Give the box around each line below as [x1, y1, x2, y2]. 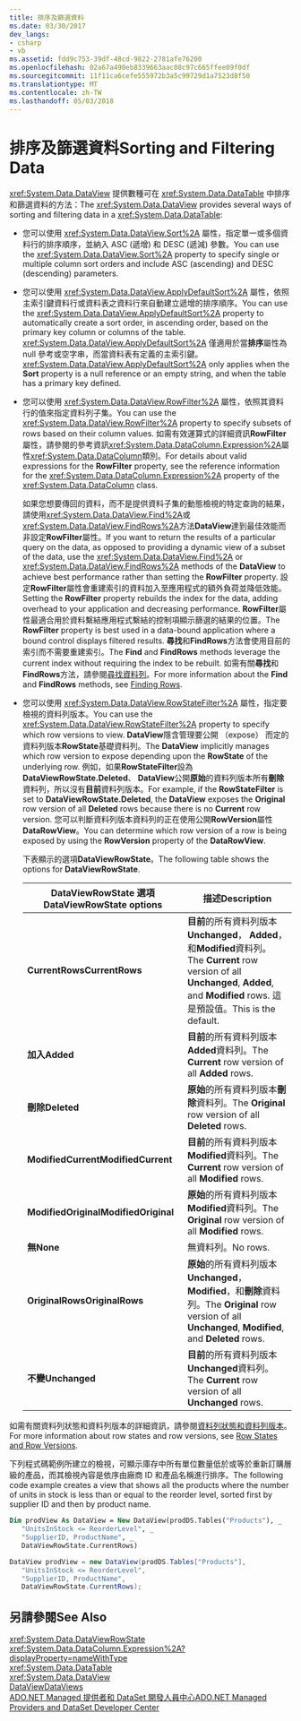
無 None [26, 1242, 60, 1254]
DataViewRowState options [43, 899, 163, 911]
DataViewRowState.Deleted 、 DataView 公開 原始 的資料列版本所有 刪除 [21, 772, 285, 784]
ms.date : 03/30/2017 [9, 22, 87, 30]
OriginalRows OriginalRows [26, 1295, 144, 1307]
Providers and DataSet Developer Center [9, 1702, 159, 1713]
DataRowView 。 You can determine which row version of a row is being [21, 825, 287, 836]
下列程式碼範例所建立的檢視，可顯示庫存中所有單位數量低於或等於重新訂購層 [9, 1459, 292, 1469]
